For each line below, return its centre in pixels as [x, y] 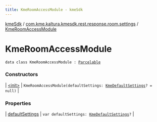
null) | [12, 90]
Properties [18, 103]
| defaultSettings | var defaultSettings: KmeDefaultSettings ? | [70, 114]
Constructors [22, 75]
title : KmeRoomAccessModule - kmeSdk [44, 10]
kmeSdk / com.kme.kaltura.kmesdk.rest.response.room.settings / [72, 24]
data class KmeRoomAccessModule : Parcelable [53, 62]
